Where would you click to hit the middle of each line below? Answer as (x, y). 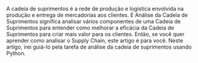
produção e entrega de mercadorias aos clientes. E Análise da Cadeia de (97, 15)
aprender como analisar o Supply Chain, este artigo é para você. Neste (95, 40)
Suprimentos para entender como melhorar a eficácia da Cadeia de (90, 28)
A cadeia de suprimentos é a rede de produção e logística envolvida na (95, 9)
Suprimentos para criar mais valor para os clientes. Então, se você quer (95, 34)
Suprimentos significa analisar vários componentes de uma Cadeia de (94, 21)
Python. (16, 53)
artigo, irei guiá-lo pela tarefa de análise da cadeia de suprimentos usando (99, 47)
